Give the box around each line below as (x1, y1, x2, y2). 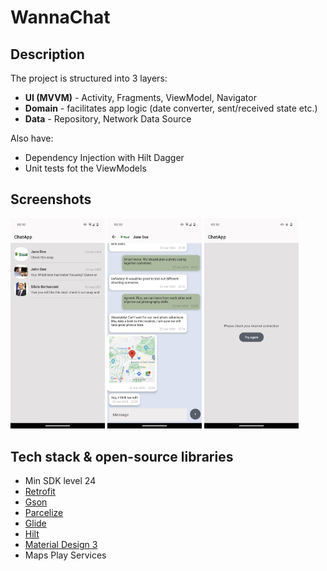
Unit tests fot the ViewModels (24, 162, 147, 174)
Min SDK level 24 (24, 475, 97, 487)
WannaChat (10, 6, 111, 29)
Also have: (10, 132, 54, 144)
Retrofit (24, 486, 56, 498)
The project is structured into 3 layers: (10, 72, 168, 84)
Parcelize (24, 507, 64, 519)
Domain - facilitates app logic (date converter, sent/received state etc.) (24, 102, 318, 114)
